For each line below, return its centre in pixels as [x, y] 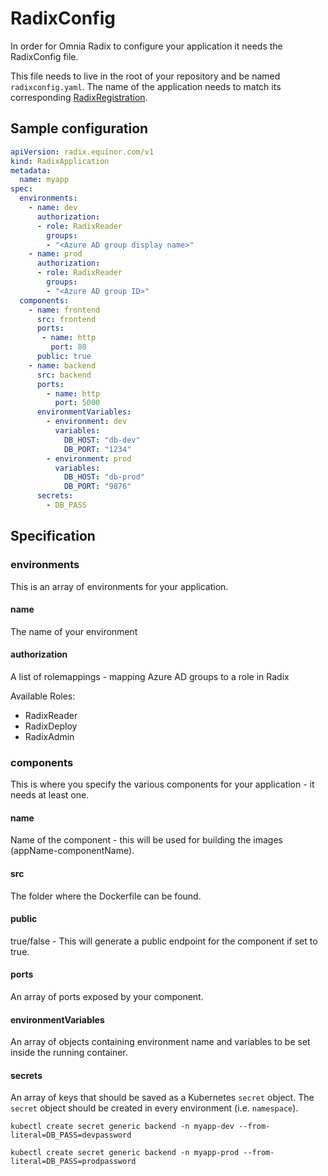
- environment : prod [89, 458]
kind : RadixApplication [60, 161]
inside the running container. [69, 1053]
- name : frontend [64, 310]
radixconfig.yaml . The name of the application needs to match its [146, 86]
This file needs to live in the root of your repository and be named [145, 76]
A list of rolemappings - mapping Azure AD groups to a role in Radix [150, 676]
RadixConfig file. [44, 56]
